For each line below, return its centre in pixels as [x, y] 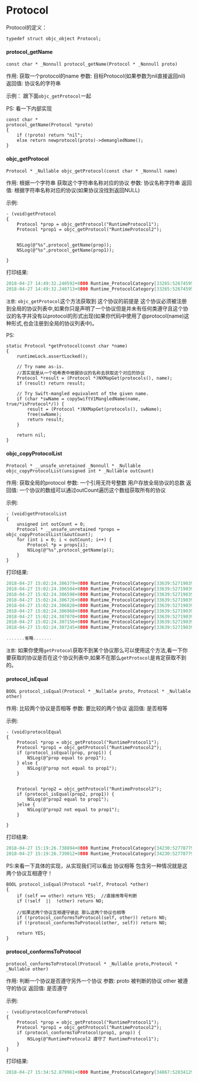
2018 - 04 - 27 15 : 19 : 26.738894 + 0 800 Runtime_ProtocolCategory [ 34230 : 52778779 [100, 848]
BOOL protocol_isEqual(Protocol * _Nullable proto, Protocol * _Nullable [99, 692]
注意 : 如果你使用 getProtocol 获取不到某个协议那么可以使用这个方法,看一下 [94, 650]
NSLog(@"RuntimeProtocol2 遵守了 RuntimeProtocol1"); [93, 1039]
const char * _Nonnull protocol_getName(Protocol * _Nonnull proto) [92, 64]
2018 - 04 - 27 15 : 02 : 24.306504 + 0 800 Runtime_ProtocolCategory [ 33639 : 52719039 [100, 589]
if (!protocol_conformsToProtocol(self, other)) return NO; [92, 918]
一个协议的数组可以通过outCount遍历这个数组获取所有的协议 [93, 490]
